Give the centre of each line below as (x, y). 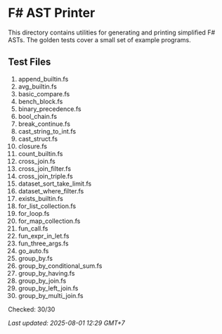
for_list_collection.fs (47, 206)
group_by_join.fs (42, 281)
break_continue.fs (44, 124)
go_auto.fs (33, 250)
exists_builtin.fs (41, 198)
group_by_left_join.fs (48, 288)
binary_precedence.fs (50, 109)
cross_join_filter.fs (45, 168)
